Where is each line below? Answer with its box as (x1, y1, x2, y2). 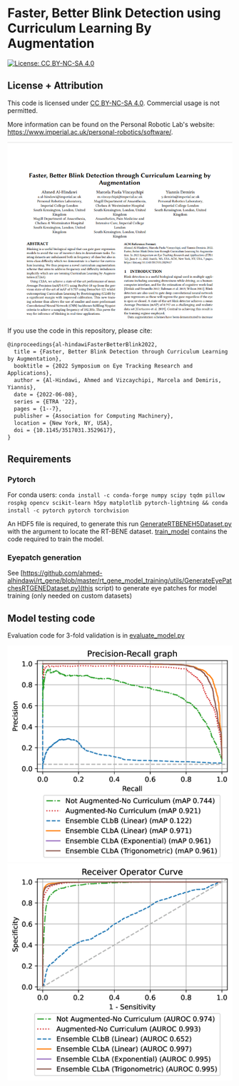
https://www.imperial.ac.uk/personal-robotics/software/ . (7, 127, 173, 136)
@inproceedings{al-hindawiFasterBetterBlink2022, (7, 341, 158, 348)
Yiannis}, (7, 383, 37, 391)
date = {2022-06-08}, (14, 391, 78, 398)
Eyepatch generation (7, 553, 82, 563)
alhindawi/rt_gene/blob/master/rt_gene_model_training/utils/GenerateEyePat (7, 576, 232, 585)
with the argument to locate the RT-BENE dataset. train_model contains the (7, 527, 228, 536)
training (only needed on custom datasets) (7, 591, 133, 600)
